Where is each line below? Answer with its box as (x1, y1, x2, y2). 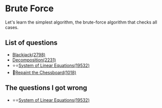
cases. (5, 24, 19, 30)
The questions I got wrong (5, 84, 88, 92)
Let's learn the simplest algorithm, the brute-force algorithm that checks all (5, 19, 158, 25)
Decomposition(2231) (12, 57, 56, 63)
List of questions (5, 39, 58, 47)
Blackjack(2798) (12, 52, 46, 57)
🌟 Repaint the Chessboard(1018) (12, 69, 76, 75)
